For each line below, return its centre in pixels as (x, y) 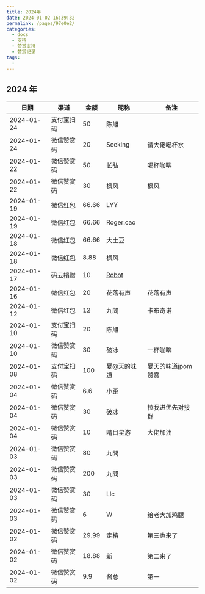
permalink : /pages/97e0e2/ (41, 23)
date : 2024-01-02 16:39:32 (41, 18)
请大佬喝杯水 (166, 145)
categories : (21, 29)
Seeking (118, 145)
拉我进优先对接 (169, 408)
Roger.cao (121, 222)
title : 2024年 (24, 12)
